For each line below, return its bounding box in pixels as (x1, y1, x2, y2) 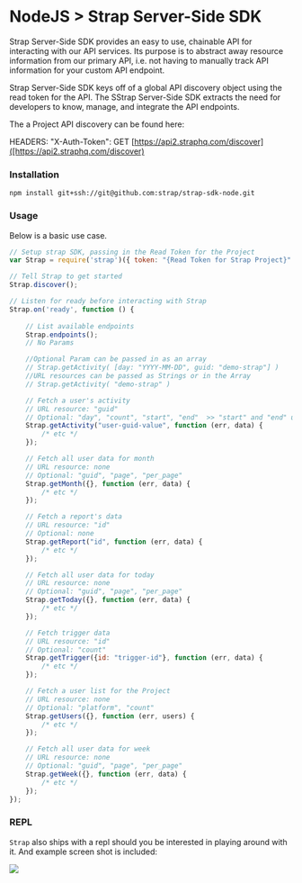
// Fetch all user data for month (25, 455, 155, 464)
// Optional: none (25, 529, 94, 538)
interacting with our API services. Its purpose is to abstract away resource (9, 45, 284, 56)
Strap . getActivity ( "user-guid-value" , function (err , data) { (25, 421, 263, 430)
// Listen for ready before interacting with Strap (9, 297, 207, 306)
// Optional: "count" (25, 645, 106, 654)
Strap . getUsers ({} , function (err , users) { (25, 711, 195, 721)
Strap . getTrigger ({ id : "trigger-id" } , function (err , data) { (25, 653, 263, 662)
